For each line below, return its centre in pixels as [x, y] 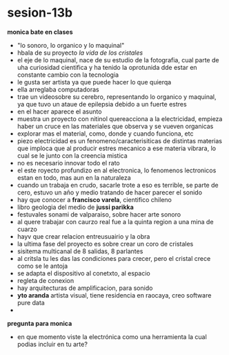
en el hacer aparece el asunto [59, 111]
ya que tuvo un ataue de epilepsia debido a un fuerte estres [102, 104]
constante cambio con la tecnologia [68, 75]
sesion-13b [40, 13]
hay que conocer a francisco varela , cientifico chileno [94, 199]
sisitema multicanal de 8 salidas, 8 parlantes [80, 251]
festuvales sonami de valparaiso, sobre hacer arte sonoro [99, 214]
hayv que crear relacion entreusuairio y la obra [83, 236]
